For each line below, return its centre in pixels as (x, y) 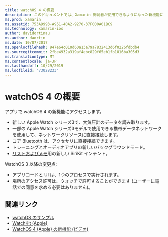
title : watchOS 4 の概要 (30, 10)
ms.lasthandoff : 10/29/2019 (34, 66)
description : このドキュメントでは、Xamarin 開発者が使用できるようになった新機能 (82, 15)
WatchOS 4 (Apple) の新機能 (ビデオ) (50, 229)
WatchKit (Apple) (30, 223)
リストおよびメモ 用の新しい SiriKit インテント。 (61, 153)
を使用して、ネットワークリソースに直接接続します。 (67, 135)
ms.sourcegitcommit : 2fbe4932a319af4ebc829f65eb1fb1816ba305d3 (72, 52)
